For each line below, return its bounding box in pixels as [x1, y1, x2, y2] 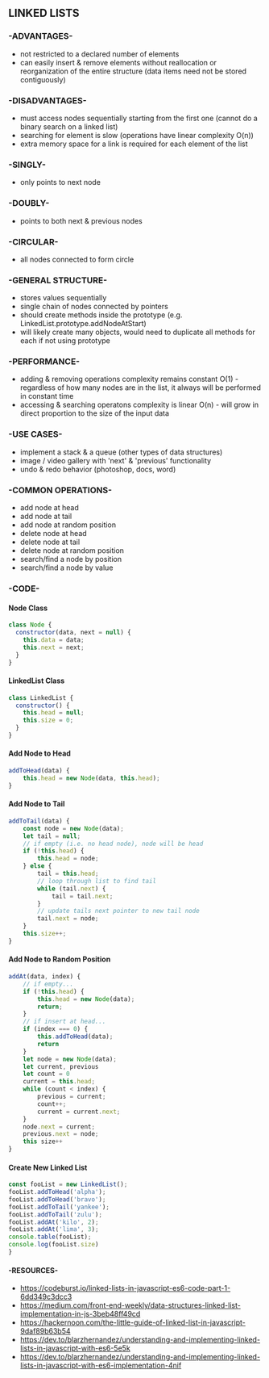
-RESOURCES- [8, 1265, 59, 1275]
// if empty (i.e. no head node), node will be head [23, 840, 204, 848]
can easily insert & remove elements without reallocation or [19, 57, 217, 67]
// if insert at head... [23, 1017, 106, 1026]
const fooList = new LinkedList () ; [8, 1180, 128, 1189]
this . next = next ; [23, 643, 85, 651]
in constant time [19, 392, 74, 401]
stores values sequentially [19, 293, 107, 303]
